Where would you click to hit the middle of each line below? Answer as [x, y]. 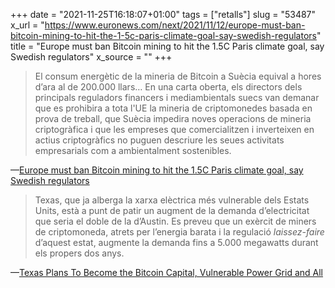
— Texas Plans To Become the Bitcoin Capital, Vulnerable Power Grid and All [167, 272]
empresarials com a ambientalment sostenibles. [133, 150]
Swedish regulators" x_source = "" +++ [91, 57]
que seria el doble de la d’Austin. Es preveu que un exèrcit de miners [175, 221]
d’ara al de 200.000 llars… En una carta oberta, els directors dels [168, 87]
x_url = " [27, 25]
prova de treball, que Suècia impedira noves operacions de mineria [173, 118]
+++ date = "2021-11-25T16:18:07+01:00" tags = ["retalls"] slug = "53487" [163, 14]
